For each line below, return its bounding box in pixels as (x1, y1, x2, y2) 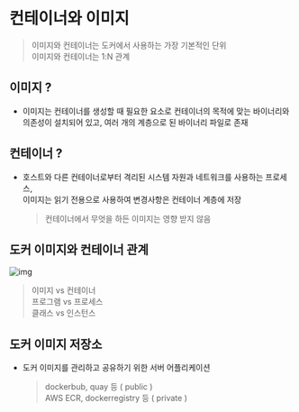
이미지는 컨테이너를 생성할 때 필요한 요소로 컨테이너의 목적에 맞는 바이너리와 (22, 105, 290, 116)
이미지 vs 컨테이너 (31, 285, 96, 296)
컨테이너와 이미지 (9, 8, 130, 29)
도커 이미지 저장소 (9, 336, 103, 352)
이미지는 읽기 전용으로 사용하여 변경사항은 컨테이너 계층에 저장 (22, 194, 241, 205)
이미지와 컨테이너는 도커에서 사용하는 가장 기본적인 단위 (31, 40, 227, 50)
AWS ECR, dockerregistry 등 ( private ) (44, 393, 187, 404)
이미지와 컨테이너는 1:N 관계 (31, 50, 131, 61)
